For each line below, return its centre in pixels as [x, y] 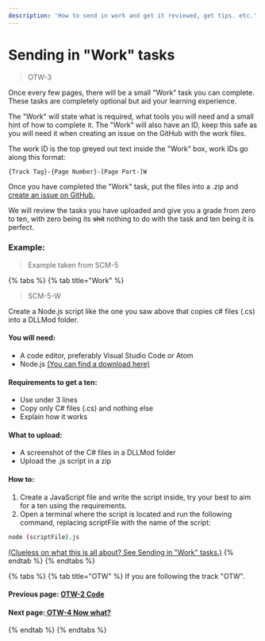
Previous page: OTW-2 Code [56, 594]
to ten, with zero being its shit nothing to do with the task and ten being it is [131, 219]
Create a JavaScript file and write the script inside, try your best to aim [135, 497]
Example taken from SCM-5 [73, 265]
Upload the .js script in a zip [65, 461]
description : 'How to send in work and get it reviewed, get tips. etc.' [133, 16]
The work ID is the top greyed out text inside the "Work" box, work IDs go [128, 149]
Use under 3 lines [48, 400]
